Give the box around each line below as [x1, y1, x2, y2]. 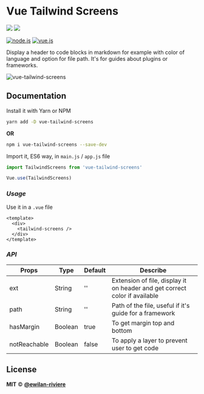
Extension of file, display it [111, 276, 187, 285]
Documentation [6, 91, 67, 101]
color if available [111, 291, 159, 300]
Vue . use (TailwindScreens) [6, 175, 72, 182]
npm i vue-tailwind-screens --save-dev [6, 141, 107, 148]
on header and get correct [111, 284, 187, 292]
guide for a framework [111, 308, 175, 317]
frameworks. [6, 61, 38, 69]
